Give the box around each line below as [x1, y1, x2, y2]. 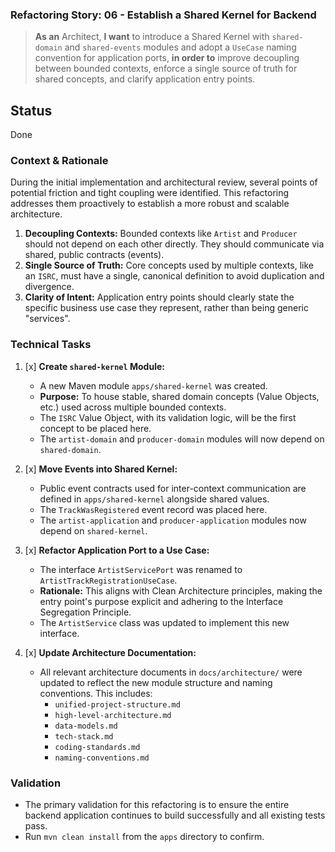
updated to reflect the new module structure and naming [39, 676, 273, 688]
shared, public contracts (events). [24, 249, 165, 261]
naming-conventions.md [54, 753, 150, 763]
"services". [24, 313, 71, 325]
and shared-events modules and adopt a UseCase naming [64, 41, 297, 53]
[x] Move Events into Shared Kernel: [24, 463, 178, 475]
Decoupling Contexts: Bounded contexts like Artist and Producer [24, 228, 298, 240]
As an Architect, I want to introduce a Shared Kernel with [34, 31, 270, 43]
